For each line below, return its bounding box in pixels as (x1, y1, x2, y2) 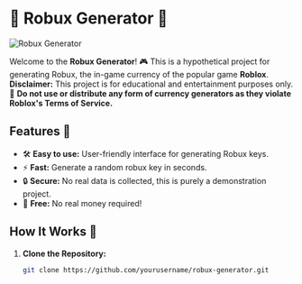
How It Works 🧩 (9, 224, 97, 240)
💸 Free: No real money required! (22, 197, 142, 208)
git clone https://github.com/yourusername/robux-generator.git (22, 265, 270, 274)
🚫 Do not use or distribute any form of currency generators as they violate (9, 87, 291, 98)
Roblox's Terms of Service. (9, 97, 114, 108)
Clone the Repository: (22, 248, 106, 259)
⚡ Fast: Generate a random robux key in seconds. (22, 161, 207, 172)
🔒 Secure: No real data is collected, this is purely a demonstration (22, 175, 267, 186)
